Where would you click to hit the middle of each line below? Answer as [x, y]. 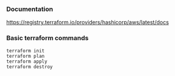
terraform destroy [29, 67]
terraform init [26, 50]
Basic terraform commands [48, 38]
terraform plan [26, 56]
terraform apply [27, 61]
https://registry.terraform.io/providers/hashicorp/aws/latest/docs [87, 22]
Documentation [30, 9]
